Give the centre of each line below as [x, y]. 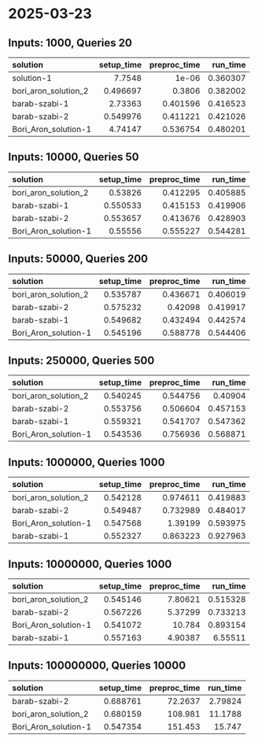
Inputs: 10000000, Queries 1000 [90, 564]
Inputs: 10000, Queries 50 [74, 157]
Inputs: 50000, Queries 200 [78, 259]
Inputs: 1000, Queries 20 [70, 43]
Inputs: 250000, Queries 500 [81, 361]
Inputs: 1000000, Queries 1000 [87, 462]
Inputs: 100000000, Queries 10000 [97, 666]
